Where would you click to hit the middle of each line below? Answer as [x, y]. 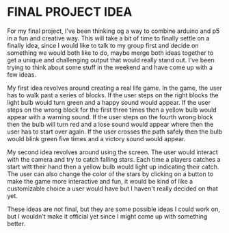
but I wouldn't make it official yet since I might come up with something [107, 216]
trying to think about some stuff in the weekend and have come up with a [110, 67]
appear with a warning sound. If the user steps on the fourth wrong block [110, 116]
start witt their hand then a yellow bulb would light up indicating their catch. [113, 167]
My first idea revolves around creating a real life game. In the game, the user [114, 88]
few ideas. [22, 74]
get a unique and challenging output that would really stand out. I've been [111, 60]
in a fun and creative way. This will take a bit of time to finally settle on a [108, 38]
